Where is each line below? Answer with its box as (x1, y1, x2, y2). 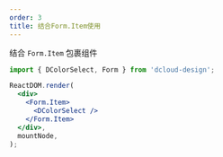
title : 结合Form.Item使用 (9, 22, 102, 31)
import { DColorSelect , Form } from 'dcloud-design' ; (9, 65, 216, 74)
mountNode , (17, 131, 58, 140)
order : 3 (9, 13, 42, 22)
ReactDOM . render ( (9, 82, 75, 91)
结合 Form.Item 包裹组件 (9, 47, 98, 58)
